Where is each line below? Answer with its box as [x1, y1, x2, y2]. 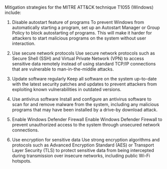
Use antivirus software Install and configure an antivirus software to [11, 96, 152, 102]
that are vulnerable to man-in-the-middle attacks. [11, 66, 114, 72]
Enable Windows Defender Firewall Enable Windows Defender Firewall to [11, 116, 162, 122]
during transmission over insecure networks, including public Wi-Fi [11, 152, 150, 158]
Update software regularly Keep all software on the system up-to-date [11, 76, 157, 81]
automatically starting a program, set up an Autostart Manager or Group [11, 24, 160, 30]
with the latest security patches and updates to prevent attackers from [11, 81, 157, 87]
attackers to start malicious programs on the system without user [11, 35, 146, 41]
